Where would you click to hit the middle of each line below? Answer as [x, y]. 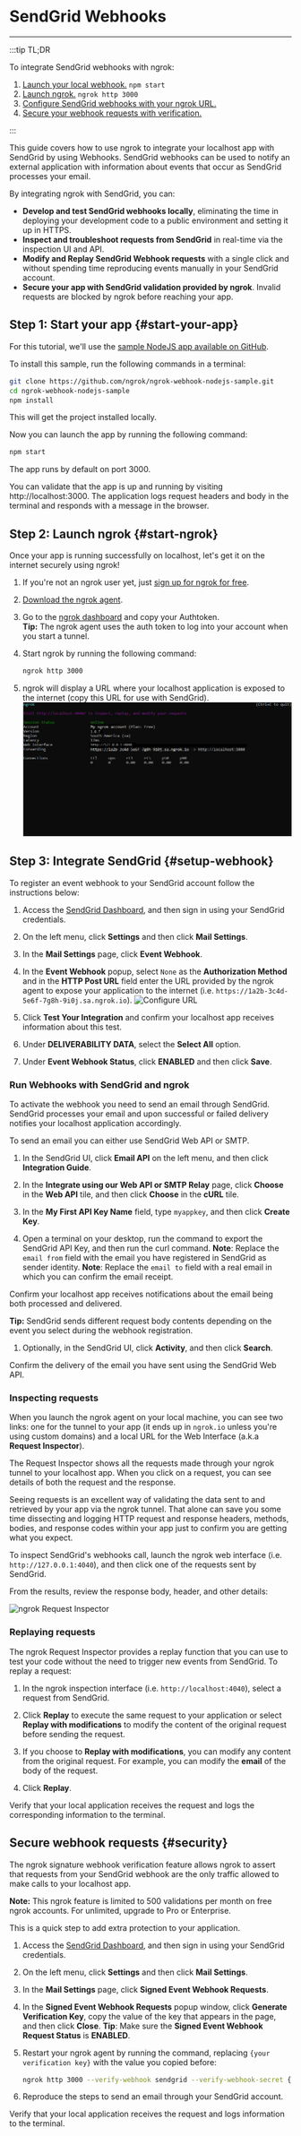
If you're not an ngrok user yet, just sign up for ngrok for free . [135, 582]
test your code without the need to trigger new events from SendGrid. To [143, 1661]
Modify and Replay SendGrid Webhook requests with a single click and [155, 258]
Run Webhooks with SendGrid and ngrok [99, 1084]
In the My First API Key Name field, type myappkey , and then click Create [156, 1212]
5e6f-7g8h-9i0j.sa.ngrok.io [74, 1001]
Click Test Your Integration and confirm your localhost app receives [148, 1017]
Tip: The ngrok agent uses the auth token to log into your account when [155, 627]
